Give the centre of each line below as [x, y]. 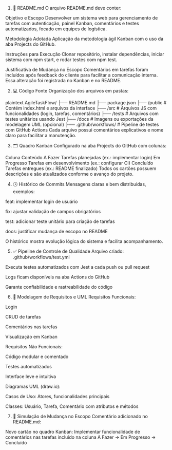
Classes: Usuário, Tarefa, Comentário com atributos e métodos [72, 406]
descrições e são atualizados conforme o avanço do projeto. [69, 174]
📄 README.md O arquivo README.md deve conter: [67, 8]
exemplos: [24, 192]
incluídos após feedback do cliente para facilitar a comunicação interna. [82, 75]
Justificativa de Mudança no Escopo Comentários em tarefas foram [77, 70]
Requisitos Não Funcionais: [34, 346]
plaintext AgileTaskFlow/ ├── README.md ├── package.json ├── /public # [86, 102]
